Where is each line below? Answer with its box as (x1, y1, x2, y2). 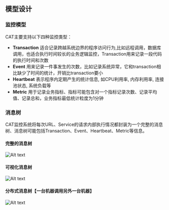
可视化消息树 (5, 164, 32, 170)
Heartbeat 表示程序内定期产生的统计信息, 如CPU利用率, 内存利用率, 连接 (12, 76, 164, 82)
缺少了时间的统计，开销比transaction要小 (17, 70, 103, 76)
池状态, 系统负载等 (12, 82, 51, 89)
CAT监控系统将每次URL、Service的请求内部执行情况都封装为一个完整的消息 (5, 121, 163, 128)
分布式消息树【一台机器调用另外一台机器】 (5, 188, 94, 194)
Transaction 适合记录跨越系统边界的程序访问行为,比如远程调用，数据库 (12, 45, 161, 51)
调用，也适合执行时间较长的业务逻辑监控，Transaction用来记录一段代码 (12, 51, 162, 57)
